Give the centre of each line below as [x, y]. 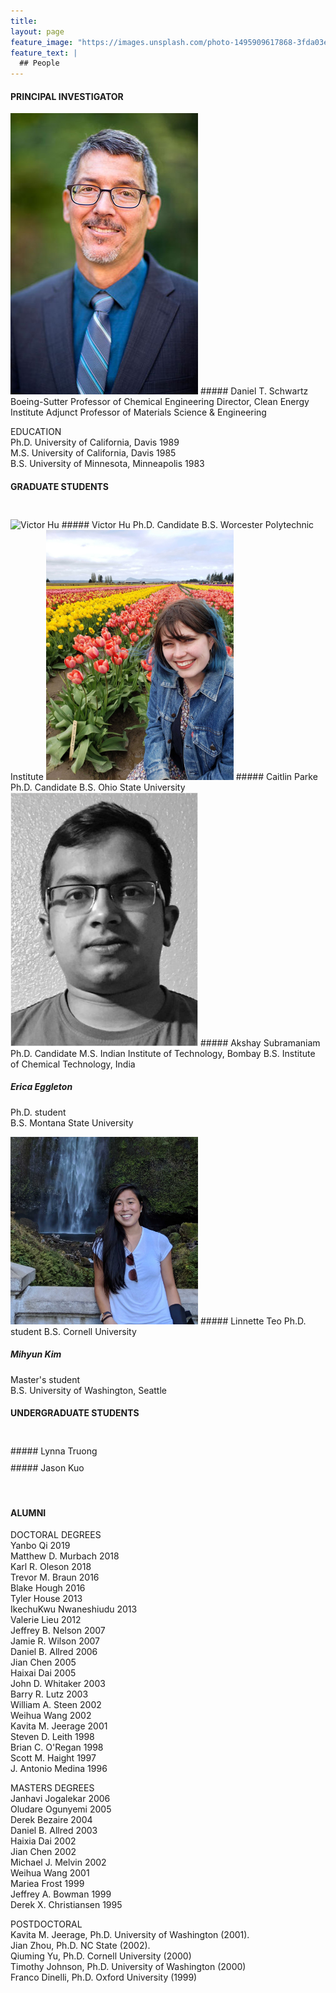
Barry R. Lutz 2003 [49, 1694]
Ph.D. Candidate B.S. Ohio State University [98, 787]
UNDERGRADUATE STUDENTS [75, 1413]
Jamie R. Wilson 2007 [55, 1641]
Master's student [45, 1379]
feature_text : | [44, 53]
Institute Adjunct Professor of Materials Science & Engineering [138, 412]
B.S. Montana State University [72, 1122]
